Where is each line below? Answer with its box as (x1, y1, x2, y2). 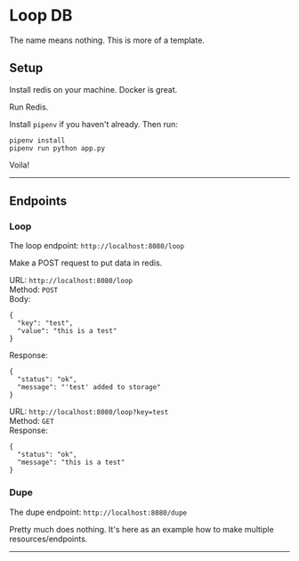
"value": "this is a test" (17, 327, 117, 336)
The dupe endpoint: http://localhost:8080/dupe (9, 507, 188, 517)
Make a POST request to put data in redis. (9, 257, 163, 268)
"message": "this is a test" (17, 458, 125, 467)
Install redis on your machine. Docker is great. (9, 84, 178, 94)
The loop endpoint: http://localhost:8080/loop (9, 240, 185, 251)
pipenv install (9, 135, 66, 145)
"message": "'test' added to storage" (17, 383, 162, 392)
